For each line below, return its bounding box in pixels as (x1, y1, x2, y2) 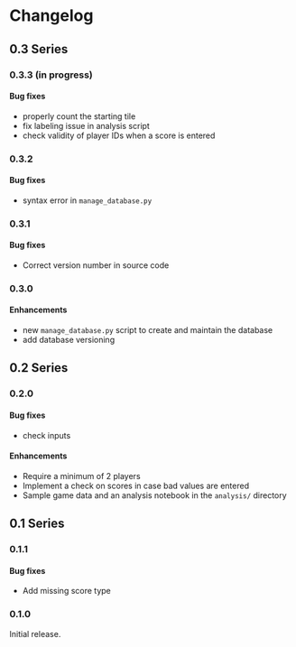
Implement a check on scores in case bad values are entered (22, 480, 250, 491)
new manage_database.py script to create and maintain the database (22, 325, 273, 336)
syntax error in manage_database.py (22, 195, 153, 206)
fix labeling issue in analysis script (22, 120, 151, 131)
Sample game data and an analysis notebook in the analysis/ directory (22, 489, 287, 501)
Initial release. (9, 628, 61, 639)
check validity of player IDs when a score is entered (22, 130, 216, 141)
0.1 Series (9, 516, 65, 531)
